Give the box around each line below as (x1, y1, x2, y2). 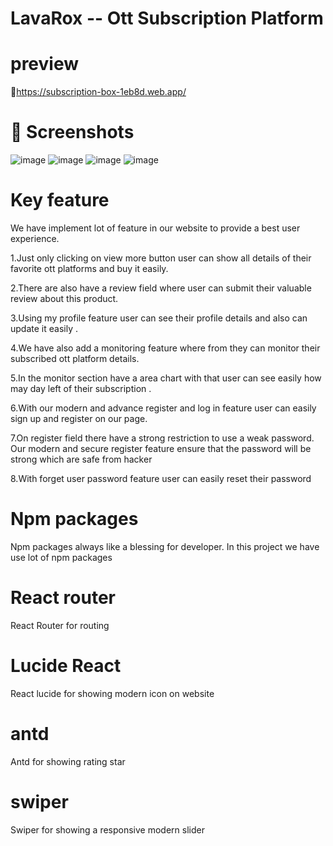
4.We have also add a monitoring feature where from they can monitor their (10, 342, 321, 354)
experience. (10, 233, 60, 244)
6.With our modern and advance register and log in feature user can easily (10, 402, 317, 414)
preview (10, 53, 80, 76)
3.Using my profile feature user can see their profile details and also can (10, 312, 308, 324)
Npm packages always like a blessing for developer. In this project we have (10, 540, 320, 552)
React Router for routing (10, 619, 110, 631)
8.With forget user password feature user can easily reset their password (10, 473, 312, 484)
